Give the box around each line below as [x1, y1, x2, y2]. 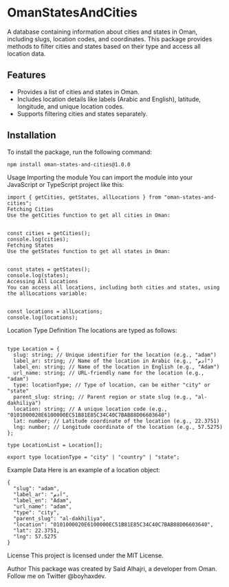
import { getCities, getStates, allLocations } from [7, 194, 162, 201]
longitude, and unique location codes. [17, 102, 124, 111]
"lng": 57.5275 [13, 533, 57, 540]
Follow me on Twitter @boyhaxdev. [7, 572, 107, 580]
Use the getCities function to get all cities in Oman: [7, 212, 171, 219]
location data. [7, 49, 46, 58]
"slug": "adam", [13, 485, 60, 492]
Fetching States [7, 242, 54, 249]
